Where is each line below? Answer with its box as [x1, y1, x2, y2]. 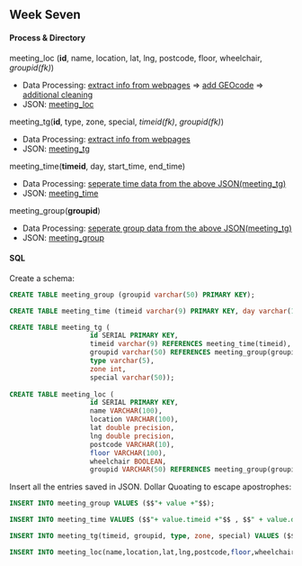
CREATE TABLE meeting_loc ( [9, 389, 115, 399]
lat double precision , [89, 424, 175, 433]
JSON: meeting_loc [22, 98, 94, 109]
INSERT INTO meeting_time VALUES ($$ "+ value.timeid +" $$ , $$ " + [9, 516, 263, 525]
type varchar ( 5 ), [89, 356, 155, 366]
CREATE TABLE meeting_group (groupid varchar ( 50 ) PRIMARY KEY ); [9, 290, 255, 299]
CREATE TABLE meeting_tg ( [9, 323, 111, 332]
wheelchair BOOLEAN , [89, 457, 167, 466]
